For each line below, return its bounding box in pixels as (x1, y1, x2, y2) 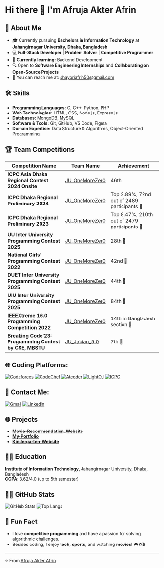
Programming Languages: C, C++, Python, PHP (12, 105, 110, 111)
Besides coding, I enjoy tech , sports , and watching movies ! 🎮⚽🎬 (12, 541, 146, 547)
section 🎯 (110, 321, 132, 328)
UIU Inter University (7, 292, 55, 298)
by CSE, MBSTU (7, 344, 45, 351)
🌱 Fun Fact (5, 518, 38, 526)
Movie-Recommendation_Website (12, 428, 83, 434)
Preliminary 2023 (7, 220, 49, 227)
